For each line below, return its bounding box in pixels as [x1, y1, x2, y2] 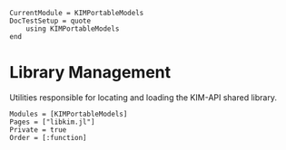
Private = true [9, 125, 67, 135]
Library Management [9, 62, 171, 83]
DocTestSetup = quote [9, 16, 92, 25]
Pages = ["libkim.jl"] [9, 117, 95, 127]
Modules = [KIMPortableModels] [9, 109, 128, 118]
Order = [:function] [9, 133, 88, 142]
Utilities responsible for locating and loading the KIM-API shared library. [9, 91, 277, 103]
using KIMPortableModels [25, 24, 120, 33]
